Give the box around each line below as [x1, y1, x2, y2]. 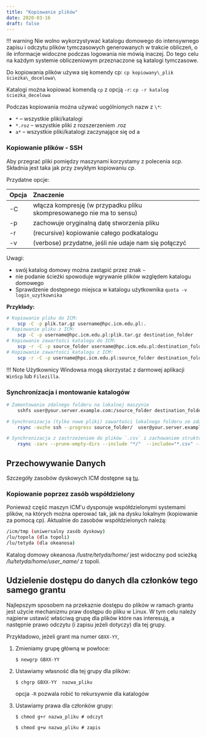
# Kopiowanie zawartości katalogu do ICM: [6, 338, 116, 344]
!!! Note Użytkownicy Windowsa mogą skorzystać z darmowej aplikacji [6, 366, 185, 373]
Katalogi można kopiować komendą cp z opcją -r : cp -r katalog [6, 86, 169, 93]
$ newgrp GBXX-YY [15, 657, 60, 663]
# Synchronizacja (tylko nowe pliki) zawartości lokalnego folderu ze [6, 418, 191, 424]
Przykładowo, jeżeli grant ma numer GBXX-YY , [6, 633, 120, 640]
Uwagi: [6, 254, 25, 262]
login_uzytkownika [15, 292, 63, 298]
